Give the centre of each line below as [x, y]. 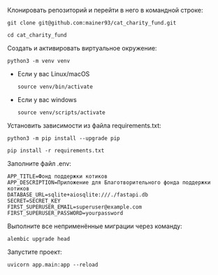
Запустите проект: [35, 252]
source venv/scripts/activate [61, 113]
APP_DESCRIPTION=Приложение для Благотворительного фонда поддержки [109, 183]
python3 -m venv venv [39, 61]
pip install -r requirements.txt [56, 150]
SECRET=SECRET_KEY [34, 201]
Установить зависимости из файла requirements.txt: [84, 126]
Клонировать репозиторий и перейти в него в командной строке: [105, 10]
